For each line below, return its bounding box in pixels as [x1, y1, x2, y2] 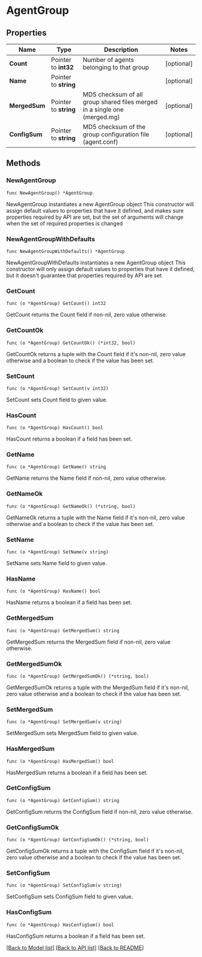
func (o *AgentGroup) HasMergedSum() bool [6, 758, 114, 764]
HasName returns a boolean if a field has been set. [6, 599, 132, 606]
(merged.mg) [82, 113, 120, 121]
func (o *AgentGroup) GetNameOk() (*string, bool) [6, 503, 136, 509]
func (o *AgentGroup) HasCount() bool [6, 425, 103, 431]
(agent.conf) [82, 138, 118, 146]
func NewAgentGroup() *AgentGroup [6, 190, 93, 196]
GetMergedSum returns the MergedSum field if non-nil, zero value [6, 638, 171, 645]
